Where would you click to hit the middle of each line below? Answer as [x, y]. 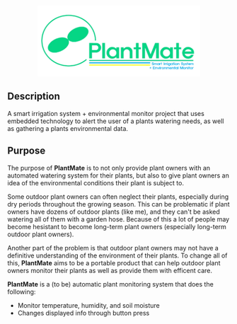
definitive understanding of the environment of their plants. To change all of [117, 255]
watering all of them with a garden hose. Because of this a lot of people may [118, 219]
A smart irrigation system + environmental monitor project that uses [106, 113]
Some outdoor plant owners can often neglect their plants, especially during [118, 197]
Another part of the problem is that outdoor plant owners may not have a [113, 248]
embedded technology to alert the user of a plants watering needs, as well [116, 121]
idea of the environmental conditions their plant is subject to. [96, 183]
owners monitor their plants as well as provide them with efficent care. [110, 270]
